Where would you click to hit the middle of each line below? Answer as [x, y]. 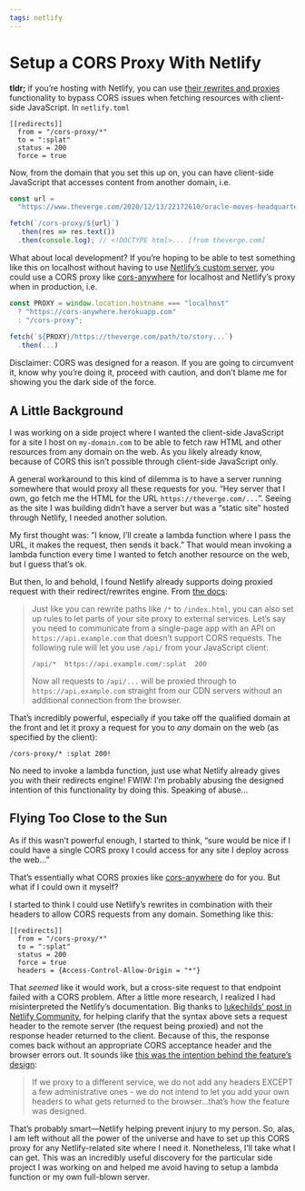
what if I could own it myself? [64, 887]
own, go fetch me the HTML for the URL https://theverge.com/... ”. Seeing [151, 498]
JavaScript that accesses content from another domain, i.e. [120, 182]
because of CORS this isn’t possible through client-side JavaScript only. [144, 461]
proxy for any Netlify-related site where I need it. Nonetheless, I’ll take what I [152, 1147]
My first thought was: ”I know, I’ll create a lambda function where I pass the [150, 535]
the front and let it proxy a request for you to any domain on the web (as [144, 728]
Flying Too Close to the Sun [89, 818]
